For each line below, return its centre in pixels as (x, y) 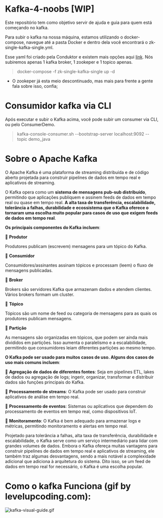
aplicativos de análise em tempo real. (42, 397)
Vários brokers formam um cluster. (40, 294)
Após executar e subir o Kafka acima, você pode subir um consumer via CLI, (82, 119)
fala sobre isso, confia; (35, 86)
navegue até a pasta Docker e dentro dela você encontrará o (87, 42)
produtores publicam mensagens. (39, 318)
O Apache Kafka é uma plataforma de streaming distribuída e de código (77, 172)
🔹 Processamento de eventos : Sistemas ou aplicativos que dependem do (79, 406)
